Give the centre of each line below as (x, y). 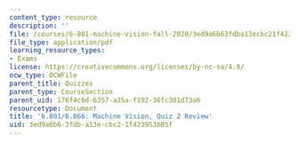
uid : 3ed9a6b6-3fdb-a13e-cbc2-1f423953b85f (91, 125)
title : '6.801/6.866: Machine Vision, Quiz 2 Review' (111, 116)
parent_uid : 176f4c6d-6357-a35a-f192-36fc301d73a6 (105, 100)
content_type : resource (53, 17)
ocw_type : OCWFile (43, 75)
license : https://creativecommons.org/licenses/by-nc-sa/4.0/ (127, 68)
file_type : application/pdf (61, 42)
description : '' (39, 26)
